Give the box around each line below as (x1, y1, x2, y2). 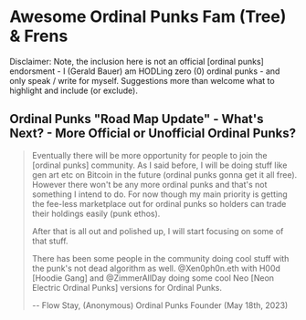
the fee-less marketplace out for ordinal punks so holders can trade (31, 198, 287, 209)
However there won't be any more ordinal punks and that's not (31, 179, 268, 190)
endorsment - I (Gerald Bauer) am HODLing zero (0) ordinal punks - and (9, 66, 280, 77)
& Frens (9, 26, 69, 46)
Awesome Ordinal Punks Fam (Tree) (9, 6, 287, 27)
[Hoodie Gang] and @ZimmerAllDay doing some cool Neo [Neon (31, 272, 275, 284)
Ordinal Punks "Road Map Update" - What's (9, 111, 264, 127)
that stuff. (31, 235, 69, 246)
